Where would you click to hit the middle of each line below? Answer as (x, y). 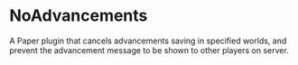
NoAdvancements (79, 16)
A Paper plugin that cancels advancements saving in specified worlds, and (148, 41)
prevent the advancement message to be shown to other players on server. (149, 50)
